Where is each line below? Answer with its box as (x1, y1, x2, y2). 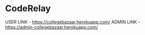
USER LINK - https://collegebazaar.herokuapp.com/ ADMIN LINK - (5, 19, 140, 25)
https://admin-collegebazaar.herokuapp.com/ (5, 24, 98, 30)
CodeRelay (5, 3, 51, 14)
